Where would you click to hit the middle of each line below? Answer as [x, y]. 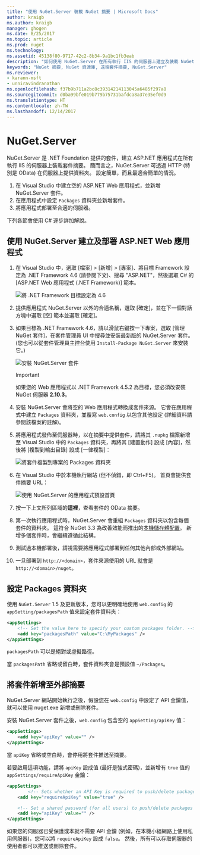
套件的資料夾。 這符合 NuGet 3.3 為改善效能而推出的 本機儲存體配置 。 [100, 528]
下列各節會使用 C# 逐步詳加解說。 [48, 220]
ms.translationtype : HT [36, 100]
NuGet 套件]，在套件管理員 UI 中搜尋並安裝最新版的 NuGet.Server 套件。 [104, 336]
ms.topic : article [29, 39]
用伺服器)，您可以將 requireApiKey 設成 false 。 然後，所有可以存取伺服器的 [99, 839]
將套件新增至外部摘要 [46, 684]
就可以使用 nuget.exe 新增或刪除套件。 [54, 708]
